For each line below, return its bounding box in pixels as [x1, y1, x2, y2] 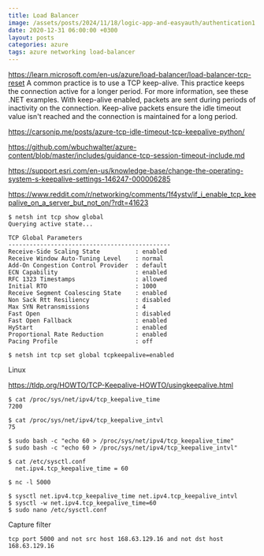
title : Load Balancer [8, 11, 80, 20]
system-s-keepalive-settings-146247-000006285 [8, 174, 171, 184]
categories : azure [8, 41, 69, 49]
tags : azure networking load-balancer [8, 48, 136, 56]
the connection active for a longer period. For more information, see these [8, 87, 249, 95]
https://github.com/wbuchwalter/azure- [8, 143, 137, 151]
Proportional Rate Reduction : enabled [8, 330, 168, 338]
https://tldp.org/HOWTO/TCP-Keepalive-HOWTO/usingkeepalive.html [8, 380, 234, 390]
